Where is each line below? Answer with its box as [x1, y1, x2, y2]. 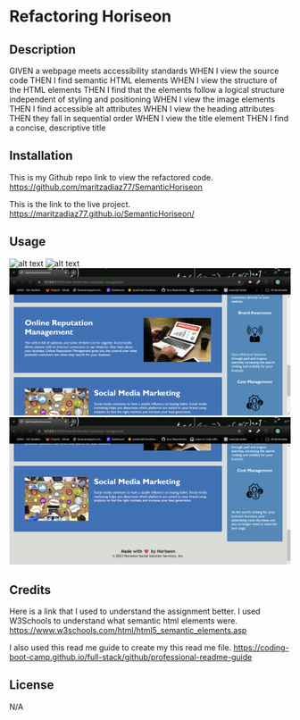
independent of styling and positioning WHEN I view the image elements [9, 94, 276, 105]
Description [9, 42, 76, 57]
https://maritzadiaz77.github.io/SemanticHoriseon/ [9, 208, 195, 219]
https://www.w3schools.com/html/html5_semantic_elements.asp [9, 625, 247, 636]
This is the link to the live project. [9, 198, 131, 209]
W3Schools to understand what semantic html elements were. [9, 615, 238, 626]
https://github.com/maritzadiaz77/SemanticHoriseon [9, 181, 204, 192]
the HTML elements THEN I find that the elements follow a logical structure [9, 85, 285, 95]
